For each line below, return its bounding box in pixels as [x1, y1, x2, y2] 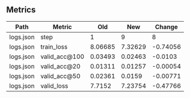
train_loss [40, 42, 68, 51]
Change [155, 22, 178, 31]
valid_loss [40, 81, 69, 90]
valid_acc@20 [40, 62, 81, 70]
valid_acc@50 [40, 72, 81, 80]
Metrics [6, 5, 36, 15]
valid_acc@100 [40, 52, 85, 61]
